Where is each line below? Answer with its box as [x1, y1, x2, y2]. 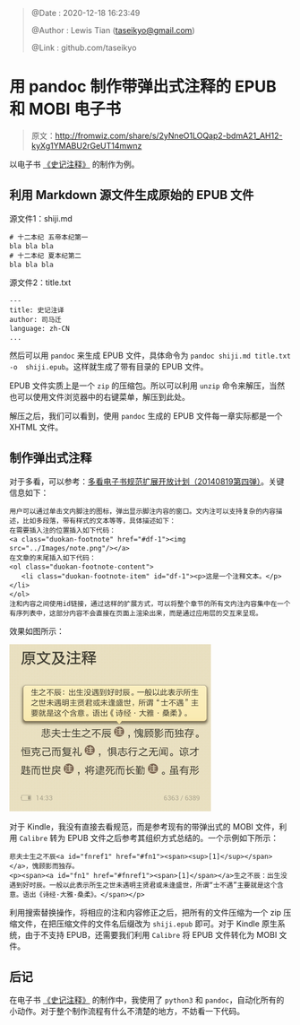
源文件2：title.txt [9, 277, 72, 288]
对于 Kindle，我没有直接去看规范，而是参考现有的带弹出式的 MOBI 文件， [9, 821, 279, 832]
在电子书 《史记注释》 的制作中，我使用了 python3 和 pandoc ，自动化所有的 [9, 995, 285, 1005]
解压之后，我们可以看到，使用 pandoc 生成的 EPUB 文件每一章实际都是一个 [9, 410, 283, 421]
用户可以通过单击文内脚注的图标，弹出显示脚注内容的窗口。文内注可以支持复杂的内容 [9, 507, 276, 516]
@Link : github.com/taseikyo [30, 42, 137, 53]
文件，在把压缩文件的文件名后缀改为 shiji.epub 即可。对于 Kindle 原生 [16, 918, 278, 929]
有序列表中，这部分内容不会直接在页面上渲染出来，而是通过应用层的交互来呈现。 [9, 609, 262, 618]
